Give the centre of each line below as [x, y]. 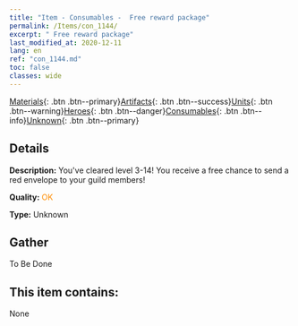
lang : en [26, 51]
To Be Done [31, 264]
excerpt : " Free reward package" [72, 34]
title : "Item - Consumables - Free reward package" [110, 17]
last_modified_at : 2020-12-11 [66, 43]
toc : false [30, 68]
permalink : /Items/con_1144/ [64, 26]
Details [29, 149]
